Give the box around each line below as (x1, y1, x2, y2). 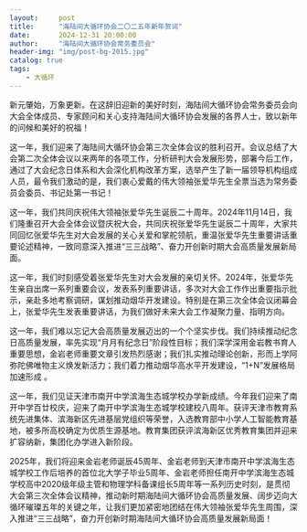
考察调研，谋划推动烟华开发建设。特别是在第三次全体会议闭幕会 (57, 294, 298, 305)
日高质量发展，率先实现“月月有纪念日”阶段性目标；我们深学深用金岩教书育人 (9, 336, 297, 347)
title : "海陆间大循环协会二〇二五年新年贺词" (9, 22, 183, 31)
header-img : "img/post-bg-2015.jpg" (9, 48, 149, 57)
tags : (9, 65, 30, 74)
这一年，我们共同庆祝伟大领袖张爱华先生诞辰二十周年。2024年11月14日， (9, 207, 285, 218)
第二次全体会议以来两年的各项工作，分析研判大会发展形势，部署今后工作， (16, 153, 298, 164)
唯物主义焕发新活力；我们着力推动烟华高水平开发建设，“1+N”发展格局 (33, 359, 295, 370)
